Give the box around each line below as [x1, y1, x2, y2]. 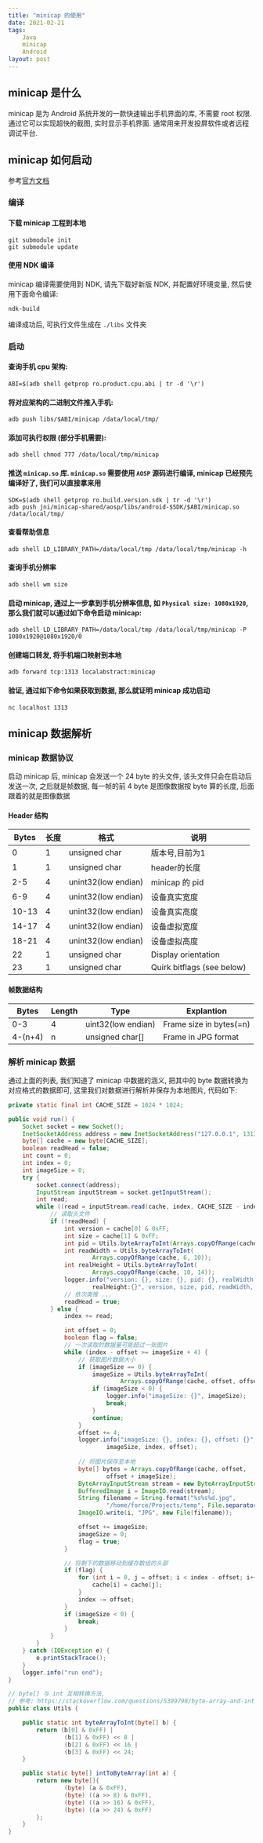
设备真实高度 [151, 907, 199, 918]
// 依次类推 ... [63, 1290, 113, 1298]
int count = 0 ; [22, 1151, 72, 1160]
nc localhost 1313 [8, 703, 68, 711]
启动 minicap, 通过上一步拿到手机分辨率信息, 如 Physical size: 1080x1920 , [8, 598, 249, 608]
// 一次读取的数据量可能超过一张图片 [63, 1341, 168, 1349]
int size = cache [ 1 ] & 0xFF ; [63, 1232, 159, 1240]
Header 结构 [8, 810, 49, 820]
